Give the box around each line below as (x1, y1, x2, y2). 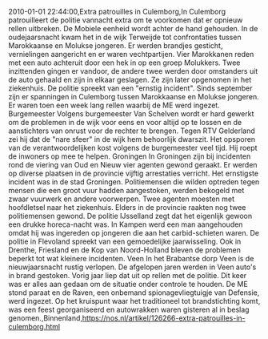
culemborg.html (8, 322, 61, 331)
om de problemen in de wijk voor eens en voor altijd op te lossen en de (8, 118, 242, 127)
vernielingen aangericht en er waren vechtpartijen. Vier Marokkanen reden (8, 50, 254, 59)
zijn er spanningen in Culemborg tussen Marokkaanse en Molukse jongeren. (8, 92, 260, 101)
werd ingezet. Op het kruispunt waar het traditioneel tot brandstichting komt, (8, 297, 261, 305)
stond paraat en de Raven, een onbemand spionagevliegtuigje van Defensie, (8, 288, 260, 297)
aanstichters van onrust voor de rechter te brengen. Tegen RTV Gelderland (8, 126, 255, 135)
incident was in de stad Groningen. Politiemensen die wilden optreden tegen (8, 177, 260, 187)
